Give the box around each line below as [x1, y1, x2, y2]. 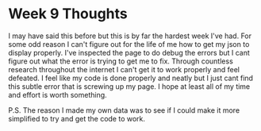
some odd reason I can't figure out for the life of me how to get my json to [8, 39, 250, 48]
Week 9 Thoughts [8, 5, 129, 23]
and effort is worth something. [8, 90, 107, 99]
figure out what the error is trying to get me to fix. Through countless [8, 56, 234, 66]
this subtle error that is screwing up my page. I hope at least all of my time [8, 81, 251, 91]
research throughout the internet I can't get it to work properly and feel [8, 64, 240, 74]
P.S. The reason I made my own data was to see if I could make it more [8, 105, 240, 115]
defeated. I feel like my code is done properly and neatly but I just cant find [8, 73, 254, 83]
